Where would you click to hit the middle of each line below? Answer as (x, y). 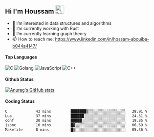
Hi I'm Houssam (30, 11)
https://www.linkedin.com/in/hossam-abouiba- (102, 39)
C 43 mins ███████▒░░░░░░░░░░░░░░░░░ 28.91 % (76, 112)
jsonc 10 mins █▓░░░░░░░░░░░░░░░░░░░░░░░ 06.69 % (76, 125)
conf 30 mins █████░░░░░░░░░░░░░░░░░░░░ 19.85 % (76, 121)
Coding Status (20, 101)
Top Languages (21, 57)
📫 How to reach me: (33, 39)
